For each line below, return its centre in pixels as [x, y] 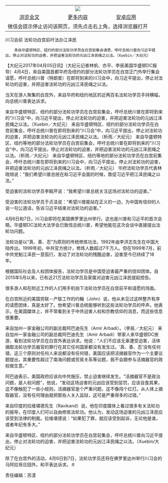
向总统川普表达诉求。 [27, 101]
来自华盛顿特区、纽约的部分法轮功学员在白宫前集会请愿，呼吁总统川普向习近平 [83, 50]
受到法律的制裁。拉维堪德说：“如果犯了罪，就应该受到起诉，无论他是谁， [85, 418]
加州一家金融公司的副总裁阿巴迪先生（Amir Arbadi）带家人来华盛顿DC [82, 334]
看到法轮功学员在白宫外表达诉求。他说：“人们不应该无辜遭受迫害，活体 [87, 341]
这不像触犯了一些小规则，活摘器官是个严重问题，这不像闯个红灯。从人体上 [82, 389]
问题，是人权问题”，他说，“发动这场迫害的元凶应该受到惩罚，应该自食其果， [84, 383]
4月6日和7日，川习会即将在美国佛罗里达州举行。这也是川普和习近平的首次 [81, 219]
